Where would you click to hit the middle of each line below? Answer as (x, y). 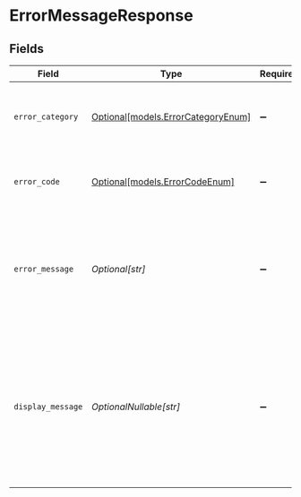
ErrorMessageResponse (102, 16)
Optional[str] (118, 269)
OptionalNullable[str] (136, 407)
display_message (48, 407)
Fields (27, 49)
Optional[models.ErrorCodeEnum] (163, 182)
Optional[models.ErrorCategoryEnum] (171, 117)
